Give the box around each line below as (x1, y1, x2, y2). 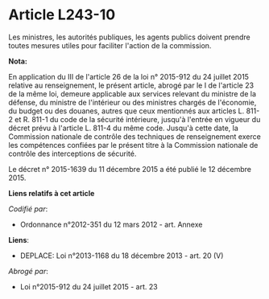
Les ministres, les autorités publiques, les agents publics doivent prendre (8, 32, 251, 42)
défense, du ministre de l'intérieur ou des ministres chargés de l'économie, (8, 97, 257, 107)
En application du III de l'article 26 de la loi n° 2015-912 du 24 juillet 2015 (8, 72, 250, 81)
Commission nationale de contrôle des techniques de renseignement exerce (8, 131, 262, 141)
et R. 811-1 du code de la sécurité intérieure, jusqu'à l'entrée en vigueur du (14, 114, 261, 124)
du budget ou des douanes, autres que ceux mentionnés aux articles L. (8, 106, 245, 116)
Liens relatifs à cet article (8, 188, 95, 198)
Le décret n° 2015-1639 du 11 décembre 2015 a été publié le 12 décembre (8, 164, 252, 174)
